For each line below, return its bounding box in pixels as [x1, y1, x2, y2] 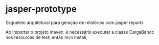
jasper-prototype [5, 3, 77, 15]
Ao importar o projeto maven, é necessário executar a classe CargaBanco [5, 29, 155, 35]
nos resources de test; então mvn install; [5, 34, 88, 40]
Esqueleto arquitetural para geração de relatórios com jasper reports [5, 20, 144, 25]
